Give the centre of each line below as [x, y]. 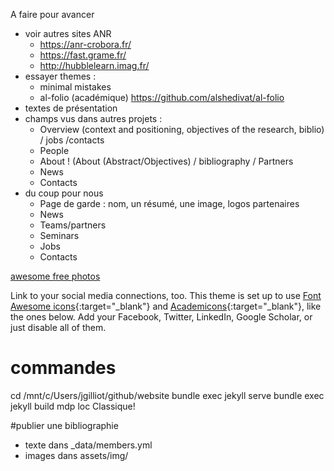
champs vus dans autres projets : [93, 118]
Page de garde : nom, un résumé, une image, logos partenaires [169, 203]
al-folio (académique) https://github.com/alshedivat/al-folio [162, 97]
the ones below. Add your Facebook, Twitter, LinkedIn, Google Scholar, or [161, 317]
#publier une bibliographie [64, 425]
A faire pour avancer [52, 14]
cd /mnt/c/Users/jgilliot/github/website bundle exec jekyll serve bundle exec [167, 395]
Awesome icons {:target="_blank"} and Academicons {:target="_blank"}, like [166, 306]
